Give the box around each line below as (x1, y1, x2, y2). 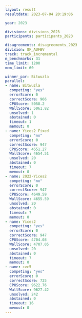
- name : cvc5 (5, 264, 32, 270)
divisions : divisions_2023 (5, 29, 60, 34)
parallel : (5, 79, 25, 83)
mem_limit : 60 (5, 65, 34, 70)
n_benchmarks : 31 (5, 56, 41, 61)
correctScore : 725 (9, 278, 47, 283)
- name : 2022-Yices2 (5, 174, 47, 179)
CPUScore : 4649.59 (9, 192, 47, 197)
